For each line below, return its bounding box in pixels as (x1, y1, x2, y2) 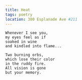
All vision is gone (5, 66, 46, 71)
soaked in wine (5, 39, 37, 44)
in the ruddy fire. (5, 61, 46, 66)
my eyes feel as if (5, 35, 46, 40)
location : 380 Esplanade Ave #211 (5, 17, 78, 22)
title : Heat (5, 7, 30, 13)
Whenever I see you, (5, 31, 49, 36)
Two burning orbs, (5, 52, 44, 58)
